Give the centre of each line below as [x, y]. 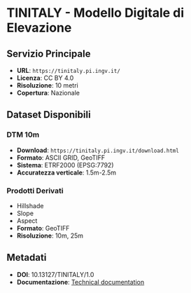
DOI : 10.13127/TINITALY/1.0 [55, 274]
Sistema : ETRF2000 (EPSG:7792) [65, 165]
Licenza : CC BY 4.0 [45, 78]
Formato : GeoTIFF [43, 228]
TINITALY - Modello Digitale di [95, 13]
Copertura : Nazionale [48, 93]
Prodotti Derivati [35, 191]
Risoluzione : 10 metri [47, 85]
